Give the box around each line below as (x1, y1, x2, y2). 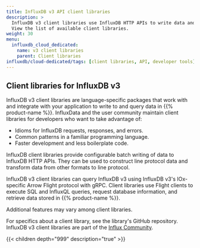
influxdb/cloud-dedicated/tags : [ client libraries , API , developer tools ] (6, 58, 196, 64)
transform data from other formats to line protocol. (6, 164, 130, 171)
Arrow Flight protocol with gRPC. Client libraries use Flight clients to (27, 182, 193, 189)
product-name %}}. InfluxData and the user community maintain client (6, 109, 179, 116)
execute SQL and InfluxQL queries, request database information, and (6, 188, 177, 196)
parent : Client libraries (17, 53, 82, 59)
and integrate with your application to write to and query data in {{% (6, 103, 174, 110)
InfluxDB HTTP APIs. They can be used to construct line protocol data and (6, 157, 188, 165)
